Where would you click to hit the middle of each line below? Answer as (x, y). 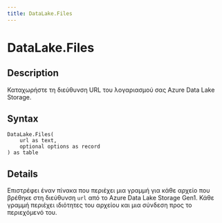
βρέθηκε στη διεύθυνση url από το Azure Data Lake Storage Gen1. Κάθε (111, 198)
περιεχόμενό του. (32, 213)
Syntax (23, 119)
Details (22, 174)
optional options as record (60, 147)
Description (33, 73)
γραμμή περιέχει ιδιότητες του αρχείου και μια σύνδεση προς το (100, 205)
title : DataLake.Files (40, 13)
